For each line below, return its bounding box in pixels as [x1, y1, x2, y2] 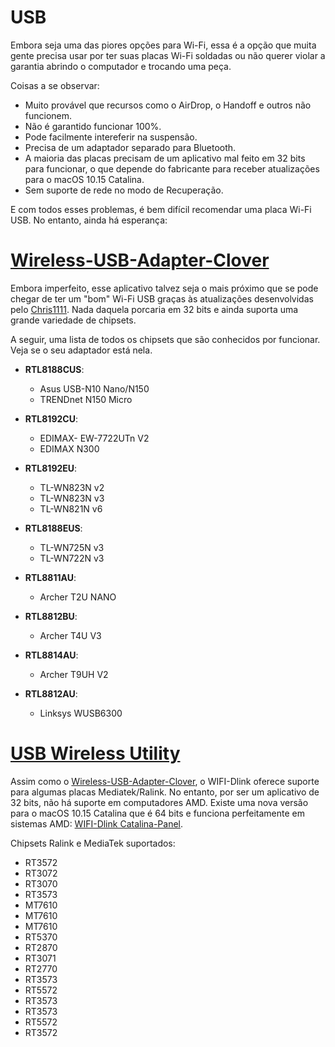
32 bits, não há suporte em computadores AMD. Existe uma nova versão [10, 796, 309, 808]
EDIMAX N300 [39, 442, 100, 455]
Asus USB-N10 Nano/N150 [39, 382, 150, 395]
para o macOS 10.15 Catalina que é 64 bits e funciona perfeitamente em [10, 807, 305, 819]
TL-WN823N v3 [39, 492, 105, 504]
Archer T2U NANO [39, 591, 117, 603]
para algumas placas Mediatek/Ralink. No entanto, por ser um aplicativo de [10, 786, 320, 798]
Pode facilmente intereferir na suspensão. [24, 131, 198, 143]
